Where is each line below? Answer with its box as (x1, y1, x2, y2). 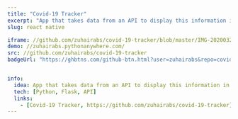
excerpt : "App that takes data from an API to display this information (7, 17, 227, 24)
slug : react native (7, 23, 65, 30)
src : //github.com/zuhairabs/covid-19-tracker (7, 50, 147, 57)
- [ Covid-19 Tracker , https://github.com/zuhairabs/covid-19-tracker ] (20, 101, 233, 108)
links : (13, 95, 33, 102)
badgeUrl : (7, 56, 37, 64)
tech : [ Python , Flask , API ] (13, 88, 97, 96)
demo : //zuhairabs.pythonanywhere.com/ (7, 43, 125, 50)
